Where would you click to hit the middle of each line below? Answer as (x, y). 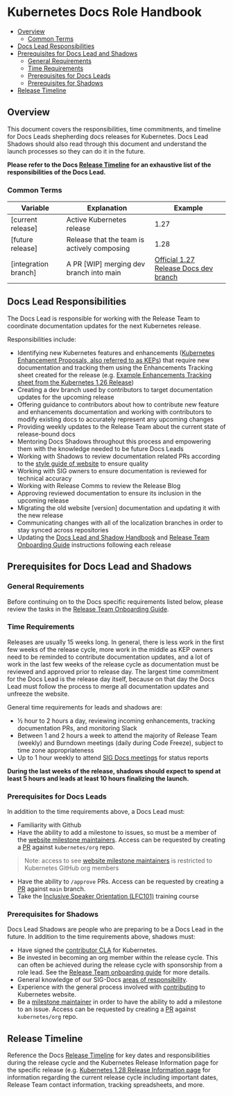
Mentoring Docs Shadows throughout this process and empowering (114, 441)
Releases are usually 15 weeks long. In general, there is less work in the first (115, 642)
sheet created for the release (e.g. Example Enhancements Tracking (114, 375)
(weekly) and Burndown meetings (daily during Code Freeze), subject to (120, 743)
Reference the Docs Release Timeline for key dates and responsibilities (109, 1055)
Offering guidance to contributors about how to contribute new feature (118, 404)
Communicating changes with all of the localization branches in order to (120, 523)
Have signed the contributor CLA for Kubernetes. (87, 950)
